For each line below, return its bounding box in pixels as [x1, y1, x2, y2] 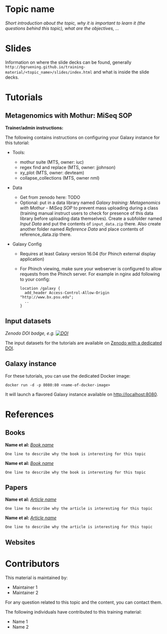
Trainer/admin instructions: [5, 125, 64, 131]
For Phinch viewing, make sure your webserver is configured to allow [19, 265, 162, 271]
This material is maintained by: [5, 575, 68, 581]
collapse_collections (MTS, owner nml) [19, 175, 100, 181]
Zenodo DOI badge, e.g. [5, 330, 55, 336]
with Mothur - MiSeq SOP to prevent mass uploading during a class [19, 205, 159, 211]
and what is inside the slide [93, 69, 150, 75]
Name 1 [12, 619, 28, 625]
